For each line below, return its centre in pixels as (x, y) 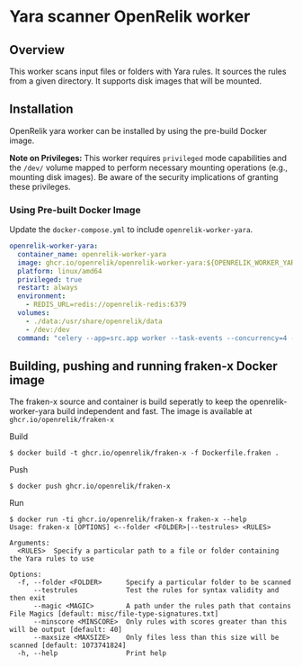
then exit (28, 599)
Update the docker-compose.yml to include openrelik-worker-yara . (131, 230)
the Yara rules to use (52, 559)
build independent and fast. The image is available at (155, 411)
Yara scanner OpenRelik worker (130, 17)
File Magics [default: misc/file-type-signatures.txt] (114, 614)
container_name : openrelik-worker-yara (92, 254)
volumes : (34, 313)
